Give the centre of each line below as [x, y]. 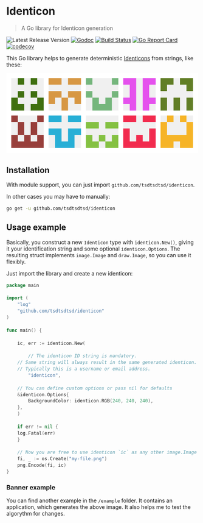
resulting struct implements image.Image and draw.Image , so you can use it [99, 255]
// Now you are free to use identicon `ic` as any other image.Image [107, 452]
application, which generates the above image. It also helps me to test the [99, 507]
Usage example [36, 228]
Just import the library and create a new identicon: [70, 273]
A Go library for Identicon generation [67, 28]
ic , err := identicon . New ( [51, 343]
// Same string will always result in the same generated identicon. [107, 363]
